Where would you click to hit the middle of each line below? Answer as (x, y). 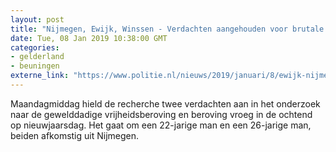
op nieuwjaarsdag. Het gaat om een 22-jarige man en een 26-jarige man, (161, 125)
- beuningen (35, 66)
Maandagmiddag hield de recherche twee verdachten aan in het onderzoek (165, 103)
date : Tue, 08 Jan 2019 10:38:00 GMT (89, 38)
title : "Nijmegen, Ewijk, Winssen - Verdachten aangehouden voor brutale (167, 29)
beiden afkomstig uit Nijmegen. (75, 135)
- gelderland (37, 57)
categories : (35, 47)
